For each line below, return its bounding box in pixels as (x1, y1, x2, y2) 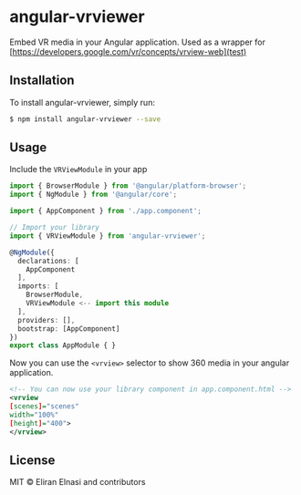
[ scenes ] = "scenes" (9, 402, 79, 411)
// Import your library (9, 223, 100, 232)
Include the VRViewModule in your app (9, 164, 148, 175)
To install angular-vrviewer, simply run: (9, 97, 155, 108)
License (9, 452, 56, 468)
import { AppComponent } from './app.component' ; (9, 207, 202, 216)
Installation (9, 73, 75, 88)
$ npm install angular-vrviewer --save (9, 114, 161, 124)
